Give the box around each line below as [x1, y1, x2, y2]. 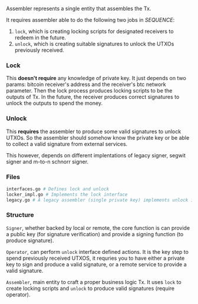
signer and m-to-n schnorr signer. [6, 158, 89, 165]
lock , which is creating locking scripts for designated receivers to [14, 28, 174, 35]
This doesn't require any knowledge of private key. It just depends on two [6, 75, 187, 82]
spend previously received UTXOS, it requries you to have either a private [6, 255, 185, 262]
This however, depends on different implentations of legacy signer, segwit [6, 151, 186, 158]
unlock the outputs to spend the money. [6, 100, 103, 107]
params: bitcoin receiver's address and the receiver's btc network [6, 81, 166, 88]
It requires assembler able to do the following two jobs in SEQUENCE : [6, 16, 175, 23]
